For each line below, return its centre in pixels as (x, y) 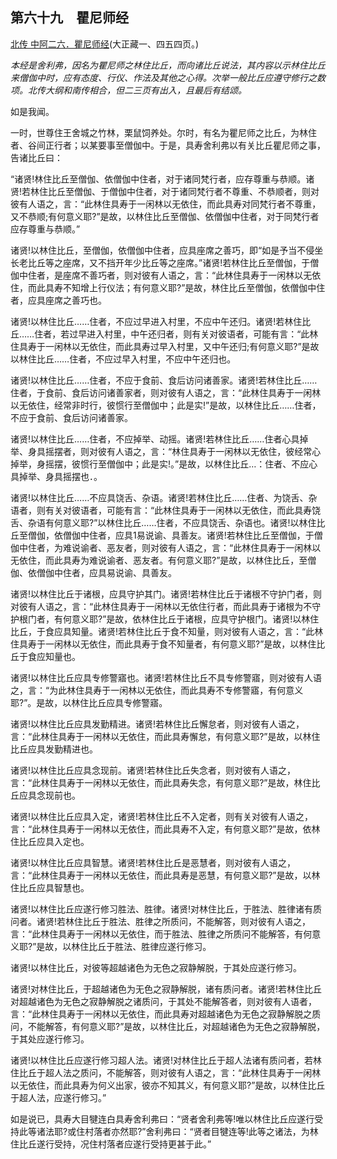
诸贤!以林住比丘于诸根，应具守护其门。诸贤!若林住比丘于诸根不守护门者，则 (166, 594)
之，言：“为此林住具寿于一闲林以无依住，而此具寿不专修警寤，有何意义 (157, 690)
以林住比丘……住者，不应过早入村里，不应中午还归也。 (123, 359)
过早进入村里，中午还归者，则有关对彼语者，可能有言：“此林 (194, 334)
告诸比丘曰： (36, 157)
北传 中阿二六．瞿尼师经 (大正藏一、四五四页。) (105, 44)
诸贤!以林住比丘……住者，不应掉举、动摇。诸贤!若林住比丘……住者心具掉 (159, 439)
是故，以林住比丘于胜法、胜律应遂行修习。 (124, 946)
